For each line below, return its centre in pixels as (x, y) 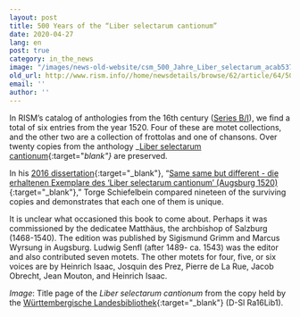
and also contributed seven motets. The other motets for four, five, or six (143, 256)
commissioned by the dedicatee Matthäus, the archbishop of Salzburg (138, 228)
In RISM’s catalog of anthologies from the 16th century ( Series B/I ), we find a (150, 118)
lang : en (25, 42)
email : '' (28, 84)
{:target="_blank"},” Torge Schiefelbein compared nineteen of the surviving (148, 192)
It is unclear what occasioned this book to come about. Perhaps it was (138, 219)
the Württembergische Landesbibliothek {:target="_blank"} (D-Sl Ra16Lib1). (146, 302)
